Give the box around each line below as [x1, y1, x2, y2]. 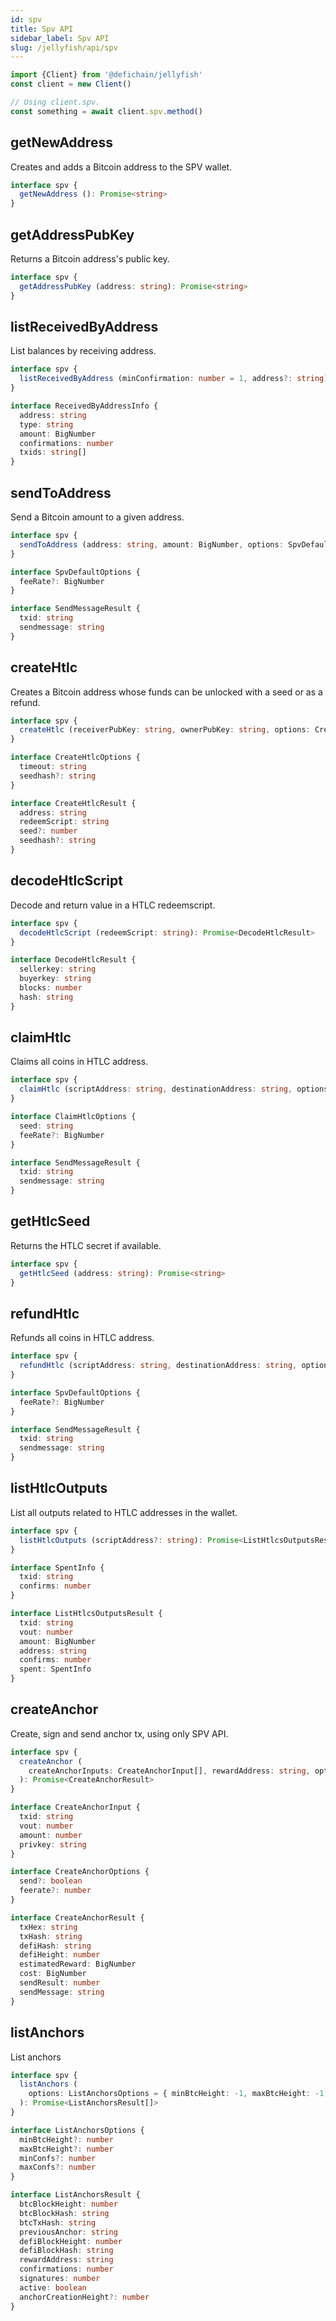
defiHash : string [19, 1941, 92, 1951]
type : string [19, 419, 74, 430]
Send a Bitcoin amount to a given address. [10, 511, 185, 523]
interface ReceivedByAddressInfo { [10, 401, 159, 411]
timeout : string [19, 762, 87, 772]
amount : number [19, 1830, 83, 1840]
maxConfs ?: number [19, 2162, 97, 2173]
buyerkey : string [19, 974, 92, 984]
